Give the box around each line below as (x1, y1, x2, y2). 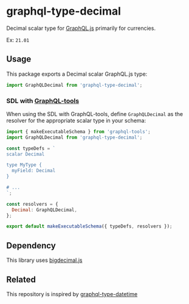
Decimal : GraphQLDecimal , (12, 206, 78, 213)
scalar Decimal (6, 151, 45, 157)
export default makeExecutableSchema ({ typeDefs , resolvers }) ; (6, 223, 173, 230)
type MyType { (6, 162, 43, 168)
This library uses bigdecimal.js (6, 256, 83, 264)
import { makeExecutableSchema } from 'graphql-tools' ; (6, 128, 151, 135)
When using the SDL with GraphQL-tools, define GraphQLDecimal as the (6, 110, 184, 117)
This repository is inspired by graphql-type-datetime (6, 290, 138, 297)
